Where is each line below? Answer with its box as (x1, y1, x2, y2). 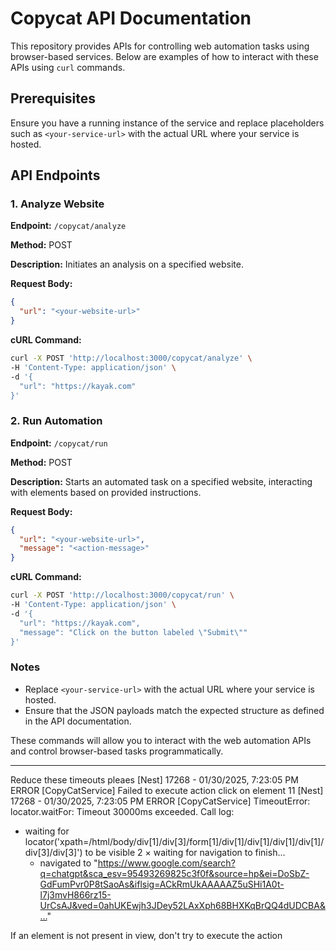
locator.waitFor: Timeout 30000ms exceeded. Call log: (10, 805, 235, 817)
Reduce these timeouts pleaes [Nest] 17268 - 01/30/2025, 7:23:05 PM (10, 773, 299, 786)
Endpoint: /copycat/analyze (10, 220, 127, 232)
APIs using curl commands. (10, 61, 126, 73)
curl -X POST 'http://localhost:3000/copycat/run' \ (10, 590, 235, 601)
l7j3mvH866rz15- (39, 888, 112, 901)
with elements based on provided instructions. (10, 486, 202, 498)
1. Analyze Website (10, 197, 105, 211)
